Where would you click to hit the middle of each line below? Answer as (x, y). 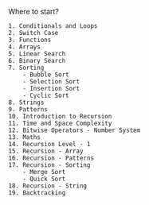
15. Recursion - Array (46, 151)
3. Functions (30, 40)
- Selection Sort (51, 82)
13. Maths (25, 137)
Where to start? (34, 12)
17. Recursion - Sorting (49, 165)
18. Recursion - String (48, 186)
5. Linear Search (37, 54)
